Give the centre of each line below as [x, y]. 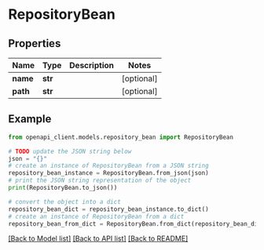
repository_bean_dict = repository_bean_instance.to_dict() [109, 209]
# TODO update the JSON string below [70, 151]
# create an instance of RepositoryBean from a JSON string [109, 166]
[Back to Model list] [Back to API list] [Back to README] [98, 239]
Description [92, 65]
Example [30, 119]
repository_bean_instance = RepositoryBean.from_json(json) [109, 173]
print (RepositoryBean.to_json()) [63, 188]
